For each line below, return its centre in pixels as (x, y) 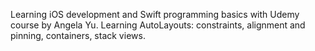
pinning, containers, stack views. (78, 35)
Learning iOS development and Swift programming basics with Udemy (155, 14)
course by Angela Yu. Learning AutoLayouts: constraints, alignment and (158, 25)
